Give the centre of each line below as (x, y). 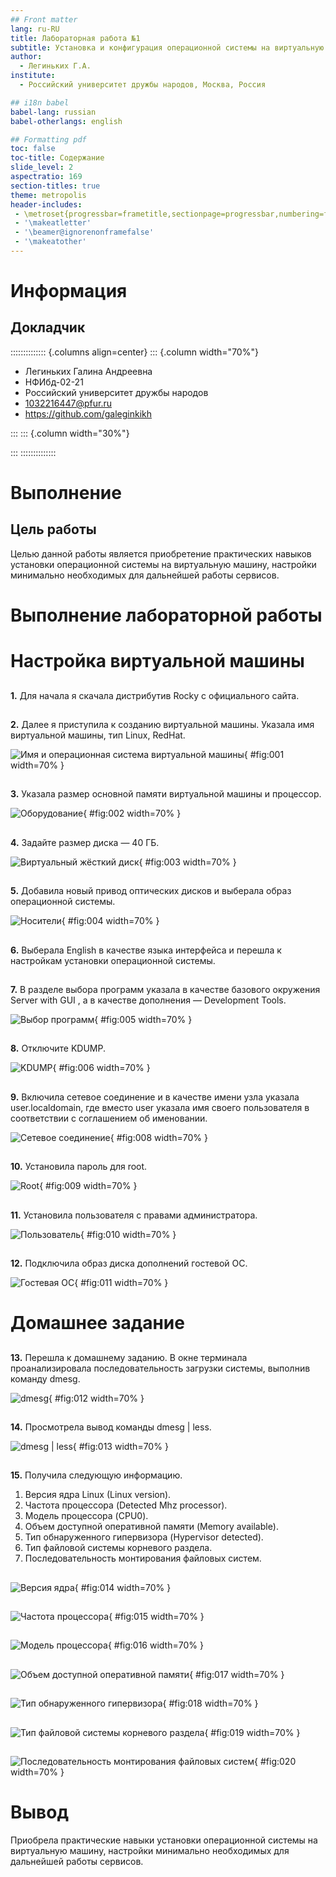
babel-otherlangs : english (66, 121)
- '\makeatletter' (53, 223)
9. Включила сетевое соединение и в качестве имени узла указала (155, 1097)
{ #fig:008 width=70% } (158, 1137)
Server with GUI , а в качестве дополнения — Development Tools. (148, 1000)
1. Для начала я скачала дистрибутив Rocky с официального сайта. (155, 695)
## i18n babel (40, 102)
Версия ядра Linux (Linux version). (98, 1495)
